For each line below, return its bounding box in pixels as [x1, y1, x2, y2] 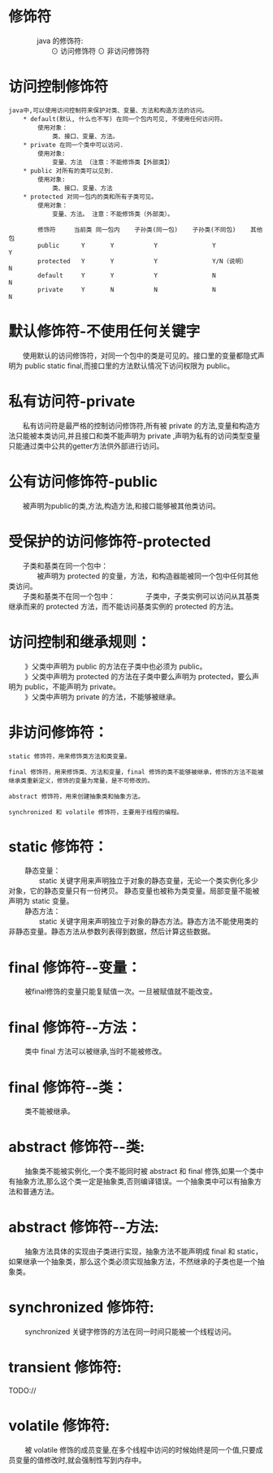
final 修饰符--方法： [8, 1018, 142, 1037]
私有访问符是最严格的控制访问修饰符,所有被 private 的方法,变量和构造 [23, 420, 253, 431]
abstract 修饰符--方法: [8, 1218, 160, 1237]
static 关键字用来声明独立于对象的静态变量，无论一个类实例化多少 [38, 876, 258, 886]
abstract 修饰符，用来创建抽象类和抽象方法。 [8, 792, 145, 800]
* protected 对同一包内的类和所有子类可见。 [23, 193, 158, 201]
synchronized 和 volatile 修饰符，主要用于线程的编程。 [8, 808, 184, 817]
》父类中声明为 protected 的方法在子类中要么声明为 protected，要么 [24, 671, 253, 681]
